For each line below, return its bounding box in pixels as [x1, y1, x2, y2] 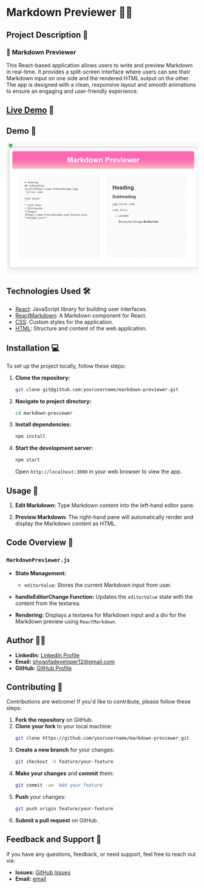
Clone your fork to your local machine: [15, 723, 112, 730]
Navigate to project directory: [15, 397, 92, 405]
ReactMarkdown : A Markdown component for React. [15, 312, 147, 319]
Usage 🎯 [6, 485, 38, 496]
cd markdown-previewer [15, 410, 73, 416]
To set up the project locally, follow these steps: [6, 362, 126, 369]
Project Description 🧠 [6, 30, 89, 40]
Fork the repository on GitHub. [15, 716, 93, 723]
